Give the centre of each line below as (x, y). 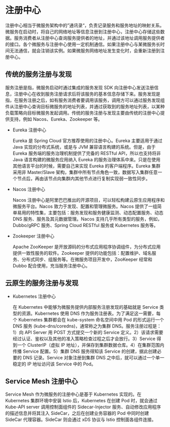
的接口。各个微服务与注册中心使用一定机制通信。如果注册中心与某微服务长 (83, 44)
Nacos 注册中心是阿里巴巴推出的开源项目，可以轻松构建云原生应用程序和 (89, 200)
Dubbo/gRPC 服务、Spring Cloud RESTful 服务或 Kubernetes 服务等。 (85, 225)
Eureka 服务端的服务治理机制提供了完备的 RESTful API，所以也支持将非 (87, 153)
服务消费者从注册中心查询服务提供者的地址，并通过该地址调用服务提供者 (89, 38)
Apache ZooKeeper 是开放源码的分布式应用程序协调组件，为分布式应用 (87, 247)
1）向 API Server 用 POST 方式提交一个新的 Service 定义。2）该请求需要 (88, 332)
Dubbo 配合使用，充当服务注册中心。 (51, 265)
